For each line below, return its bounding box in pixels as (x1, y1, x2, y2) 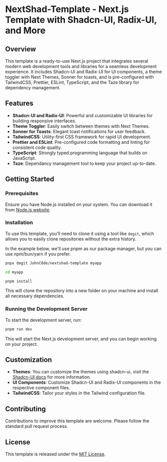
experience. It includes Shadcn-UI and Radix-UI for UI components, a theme (5, 69, 162, 75)
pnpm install (5, 279, 32, 284)
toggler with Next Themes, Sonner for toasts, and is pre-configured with (5, 74, 154, 80)
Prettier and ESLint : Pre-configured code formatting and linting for (12, 139, 150, 145)
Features (5, 99, 33, 108)
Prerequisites (5, 190, 38, 197)
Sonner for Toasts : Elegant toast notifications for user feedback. (12, 128, 146, 134)
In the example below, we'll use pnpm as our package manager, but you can (5, 246, 161, 252)
